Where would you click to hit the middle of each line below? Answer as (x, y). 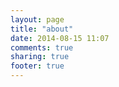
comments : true (42, 47)
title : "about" (42, 29)
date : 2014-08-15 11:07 (60, 38)
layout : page (37, 19)
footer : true (37, 66)
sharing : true (40, 57)
